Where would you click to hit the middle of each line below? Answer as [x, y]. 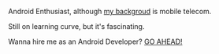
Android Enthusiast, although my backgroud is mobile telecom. [110, 11]
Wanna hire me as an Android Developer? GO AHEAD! [95, 41]
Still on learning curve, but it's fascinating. [76, 26]
